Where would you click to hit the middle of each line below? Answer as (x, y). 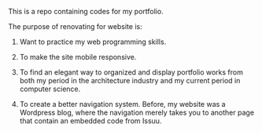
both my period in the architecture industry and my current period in (130, 81)
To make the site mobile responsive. (78, 57)
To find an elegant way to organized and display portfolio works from (131, 72)
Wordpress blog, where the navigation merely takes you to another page (137, 112)
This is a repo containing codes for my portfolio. (86, 11)
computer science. (50, 89)
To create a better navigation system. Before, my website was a (122, 104)
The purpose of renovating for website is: (76, 26)
